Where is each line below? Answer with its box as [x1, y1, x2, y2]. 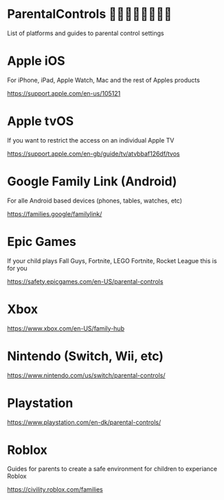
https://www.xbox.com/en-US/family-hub [7, 324, 125, 333]
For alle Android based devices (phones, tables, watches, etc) [7, 196, 182, 205]
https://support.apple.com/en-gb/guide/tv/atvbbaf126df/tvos [7, 149, 180, 158]
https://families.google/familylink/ [7, 209, 102, 218]
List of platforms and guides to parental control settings [7, 29, 165, 37]
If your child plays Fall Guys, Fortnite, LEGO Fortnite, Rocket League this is [7, 256, 218, 264]
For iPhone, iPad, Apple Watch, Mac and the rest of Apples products [7, 76, 201, 84]
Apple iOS [7, 53, 65, 69]
